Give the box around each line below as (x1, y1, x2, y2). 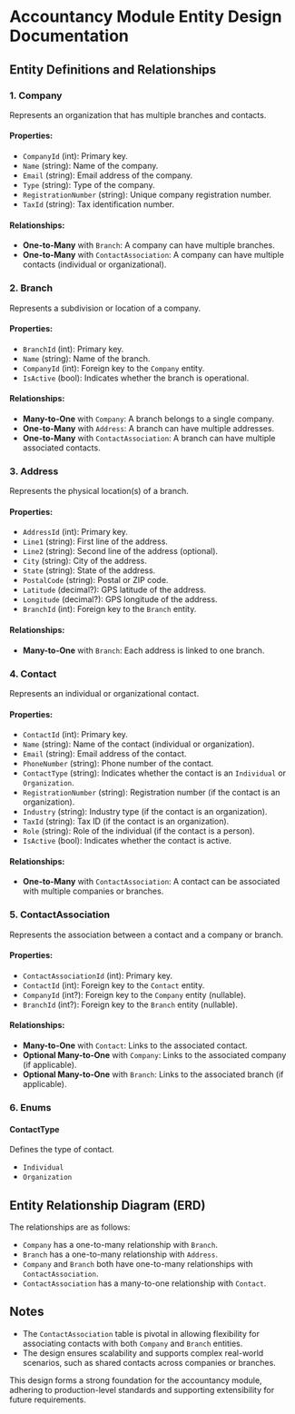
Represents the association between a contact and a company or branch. (9, 929, 284, 940)
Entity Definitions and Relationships (9, 62, 216, 77)
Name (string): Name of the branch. (22, 352, 151, 364)
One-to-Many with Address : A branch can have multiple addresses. (22, 422, 275, 433)
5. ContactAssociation (9, 908, 111, 921)
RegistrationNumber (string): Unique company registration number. (22, 189, 272, 201)
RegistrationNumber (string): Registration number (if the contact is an (22, 787, 280, 798)
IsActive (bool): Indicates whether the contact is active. (22, 836, 231, 846)
